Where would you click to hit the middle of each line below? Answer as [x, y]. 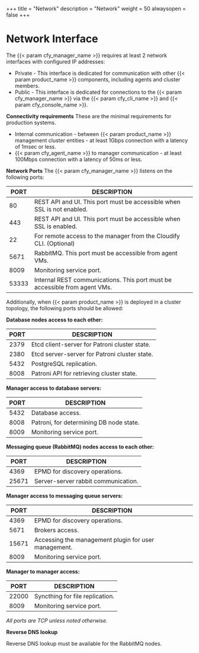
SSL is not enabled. [61, 209]
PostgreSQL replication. [64, 364]
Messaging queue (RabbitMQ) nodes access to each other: [80, 447]
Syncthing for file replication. [74, 596]
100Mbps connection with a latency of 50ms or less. [78, 159]
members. [27, 86]
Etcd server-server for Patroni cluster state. [92, 354]
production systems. [31, 122]
